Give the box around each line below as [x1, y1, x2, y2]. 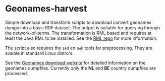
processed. [5, 70, 28, 76]
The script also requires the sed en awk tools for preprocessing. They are [5, 45, 153, 51]
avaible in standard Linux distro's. [5, 50, 74, 56]
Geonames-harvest [5, 3, 87, 14]
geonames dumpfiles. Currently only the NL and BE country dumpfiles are [5, 65, 156, 71]
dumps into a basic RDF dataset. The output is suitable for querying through [5, 24, 160, 30]
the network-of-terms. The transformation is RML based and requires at [5, 30, 152, 36]
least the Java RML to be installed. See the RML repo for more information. [5, 35, 158, 41]
